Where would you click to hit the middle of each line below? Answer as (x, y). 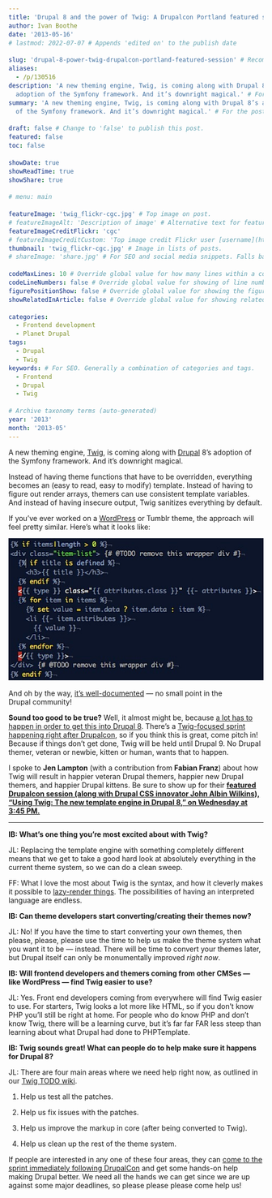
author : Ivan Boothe (43, 26)
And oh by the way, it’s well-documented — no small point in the (115, 693)
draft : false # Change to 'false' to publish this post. (106, 129)
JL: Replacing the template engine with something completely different (126, 850)
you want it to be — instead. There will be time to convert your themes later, (135, 949)
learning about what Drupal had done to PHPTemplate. (99, 1032)
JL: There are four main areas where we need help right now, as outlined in (133, 1072)
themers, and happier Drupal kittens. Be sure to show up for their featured (132, 785)
